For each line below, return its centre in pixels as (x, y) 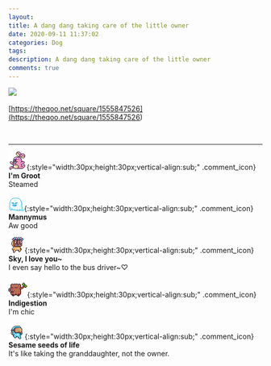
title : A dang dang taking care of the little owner (99, 25)
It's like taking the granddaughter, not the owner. (89, 353)
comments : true (34, 69)
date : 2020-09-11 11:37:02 (54, 34)
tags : (17, 51)
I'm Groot (24, 175)
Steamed (23, 184)
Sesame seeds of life (44, 345)
